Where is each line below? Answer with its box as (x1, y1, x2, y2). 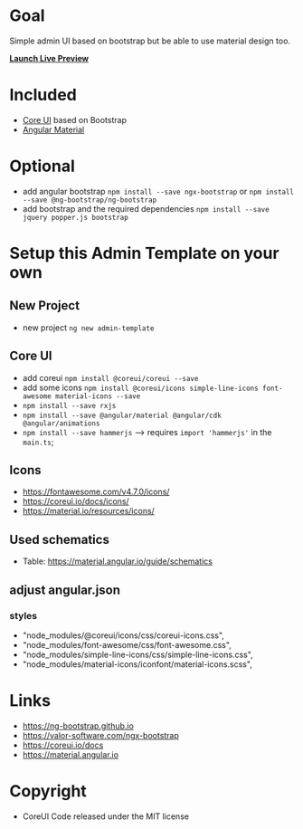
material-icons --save (55, 391, 141, 401)
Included (9, 85, 77, 105)
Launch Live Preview (9, 52, 90, 63)
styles (9, 609, 38, 622)
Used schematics (9, 531, 110, 548)
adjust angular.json (9, 582, 120, 597)
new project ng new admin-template (22, 322, 155, 333)
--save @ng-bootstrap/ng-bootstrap (22, 195, 157, 205)
